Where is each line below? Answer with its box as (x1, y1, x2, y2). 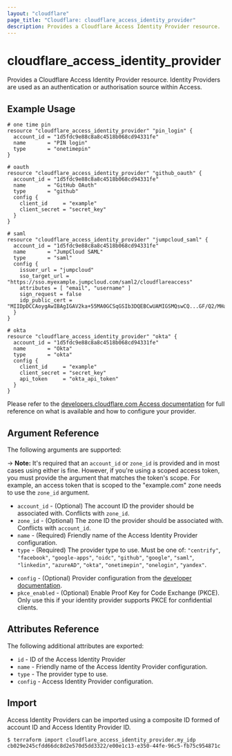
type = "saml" (13, 255, 72, 261)
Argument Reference (7, 427, 99, 439)
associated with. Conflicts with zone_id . (17, 509, 130, 517)
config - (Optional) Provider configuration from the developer (17, 573, 192, 582)
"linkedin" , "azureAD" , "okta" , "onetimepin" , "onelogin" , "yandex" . (17, 560, 207, 569)
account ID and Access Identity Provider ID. (7, 723, 131, 731)
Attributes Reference (7, 623, 99, 635)
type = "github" (13, 188, 79, 195)
